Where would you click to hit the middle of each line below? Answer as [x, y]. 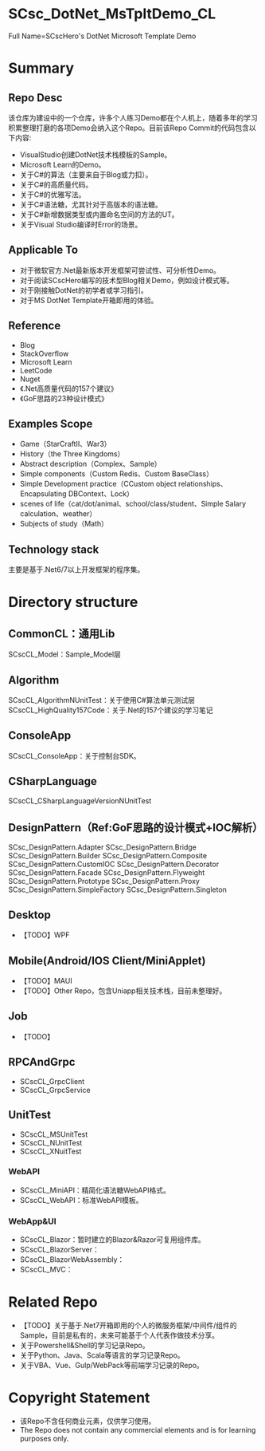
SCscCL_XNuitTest [51, 1151]
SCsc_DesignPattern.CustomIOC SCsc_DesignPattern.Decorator [114, 864]
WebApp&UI [33, 1221]
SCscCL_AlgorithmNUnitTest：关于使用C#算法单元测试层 [101, 700]
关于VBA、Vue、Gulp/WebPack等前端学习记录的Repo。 [112, 1366]
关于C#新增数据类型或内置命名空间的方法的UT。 [99, 214]
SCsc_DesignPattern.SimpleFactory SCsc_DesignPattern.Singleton [117, 889]
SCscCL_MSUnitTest [54, 1134]
